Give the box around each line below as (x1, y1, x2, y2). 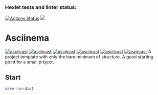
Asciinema (5, 33, 49, 44)
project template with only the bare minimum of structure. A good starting (5, 54, 154, 60)
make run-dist (5, 86, 34, 91)
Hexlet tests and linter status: (5, 4, 77, 11)
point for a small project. (5, 59, 54, 65)
